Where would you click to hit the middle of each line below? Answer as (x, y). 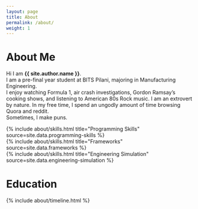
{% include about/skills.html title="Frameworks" (64, 142)
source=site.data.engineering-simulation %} (60, 161)
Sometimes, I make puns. (37, 117)
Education (32, 184)
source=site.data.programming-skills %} (56, 135)
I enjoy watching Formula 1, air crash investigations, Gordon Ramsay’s (91, 93)
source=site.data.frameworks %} (46, 148)
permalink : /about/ (30, 22)
